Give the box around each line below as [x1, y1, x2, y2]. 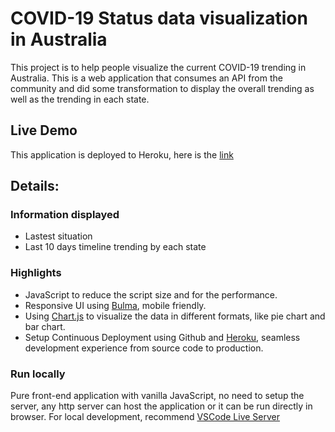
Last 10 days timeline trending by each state [24, 241, 207, 253]
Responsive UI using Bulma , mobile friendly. [24, 299, 207, 311]
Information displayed [10, 208, 120, 222]
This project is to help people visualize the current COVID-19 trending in [10, 61, 307, 73]
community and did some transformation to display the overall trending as [10, 82, 315, 94]
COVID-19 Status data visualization [10, 7, 308, 30]
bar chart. [24, 320, 66, 332]
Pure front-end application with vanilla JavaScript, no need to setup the [10, 390, 305, 402]
